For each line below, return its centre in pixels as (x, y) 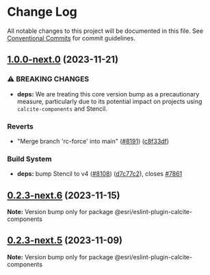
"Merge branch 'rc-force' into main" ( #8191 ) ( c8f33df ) (93, 141)
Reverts (21, 126)
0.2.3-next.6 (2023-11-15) (64, 195)
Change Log (42, 12)
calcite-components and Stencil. (62, 108)
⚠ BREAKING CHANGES (48, 79)
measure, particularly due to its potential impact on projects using (109, 101)
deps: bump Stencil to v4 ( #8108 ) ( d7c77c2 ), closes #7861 (100, 174)
